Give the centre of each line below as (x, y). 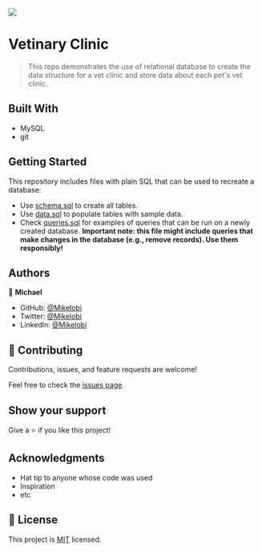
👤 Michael (25, 292)
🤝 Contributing (46, 350)
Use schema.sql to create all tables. (79, 205)
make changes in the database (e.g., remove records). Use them (129, 239)
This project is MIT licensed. (55, 539)
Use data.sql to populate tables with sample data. (101, 213)
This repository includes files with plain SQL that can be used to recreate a (131, 181)
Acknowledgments (57, 459)
